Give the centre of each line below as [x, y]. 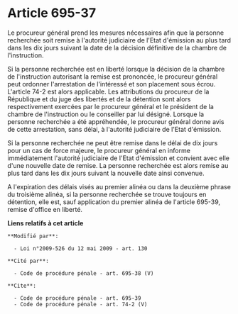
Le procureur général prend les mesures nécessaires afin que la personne [116, 33]
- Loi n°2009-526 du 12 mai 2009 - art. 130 [81, 248]
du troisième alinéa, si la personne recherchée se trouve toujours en [107, 194]
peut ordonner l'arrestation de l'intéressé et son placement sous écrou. [112, 84]
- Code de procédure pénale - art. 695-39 [77, 298]
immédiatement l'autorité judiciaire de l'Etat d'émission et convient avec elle [118, 158]
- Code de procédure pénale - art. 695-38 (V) [84, 273]
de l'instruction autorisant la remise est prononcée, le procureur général [113, 77]
